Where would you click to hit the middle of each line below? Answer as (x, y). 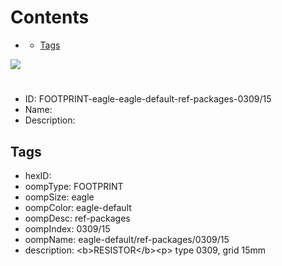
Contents (50, 17)
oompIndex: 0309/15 (67, 228)
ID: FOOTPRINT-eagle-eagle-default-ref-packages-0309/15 (148, 99)
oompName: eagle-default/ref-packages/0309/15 (127, 239)
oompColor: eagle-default (78, 207)
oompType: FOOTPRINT (74, 186)
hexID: (38, 175)
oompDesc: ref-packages (77, 218)
